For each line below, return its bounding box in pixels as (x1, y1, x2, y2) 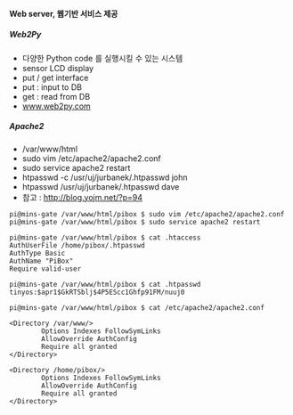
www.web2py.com (21, 101, 91, 111)
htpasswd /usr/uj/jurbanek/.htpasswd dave (21, 181, 180, 191)
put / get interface (21, 72, 89, 83)
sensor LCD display (21, 62, 94, 73)
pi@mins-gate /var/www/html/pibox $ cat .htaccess (9, 232, 201, 242)
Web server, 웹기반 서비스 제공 (9, 8, 118, 19)
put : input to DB (21, 81, 83, 93)
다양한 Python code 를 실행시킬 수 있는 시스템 (21, 53, 183, 63)
